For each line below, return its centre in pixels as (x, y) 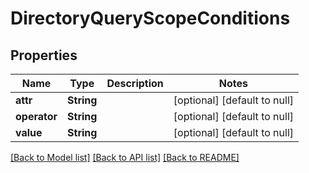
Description (135, 83)
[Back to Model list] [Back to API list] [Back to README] (125, 157)
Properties (44, 55)
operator (36, 116)
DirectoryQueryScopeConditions (150, 18)
